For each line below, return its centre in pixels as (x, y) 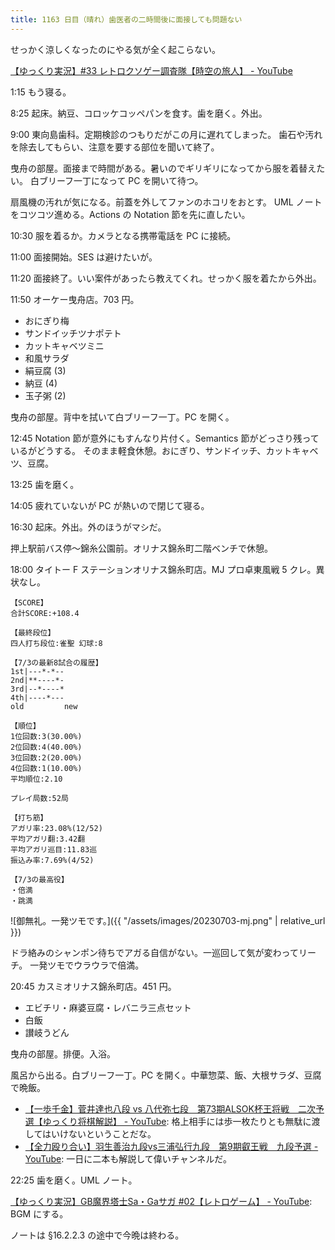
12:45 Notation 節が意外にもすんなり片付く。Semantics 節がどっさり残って (165, 438)
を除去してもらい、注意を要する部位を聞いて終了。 (115, 147)
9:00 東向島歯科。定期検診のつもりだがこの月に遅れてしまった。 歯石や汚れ (166, 134)
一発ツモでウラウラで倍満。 (87, 965)
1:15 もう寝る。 (41, 92)
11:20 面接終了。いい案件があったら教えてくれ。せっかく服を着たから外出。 (166, 278)
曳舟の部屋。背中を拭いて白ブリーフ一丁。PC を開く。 (122, 417)
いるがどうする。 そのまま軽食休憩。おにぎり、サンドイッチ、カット (151, 450)
